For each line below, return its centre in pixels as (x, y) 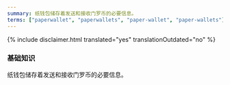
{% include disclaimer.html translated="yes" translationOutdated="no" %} (111, 39)
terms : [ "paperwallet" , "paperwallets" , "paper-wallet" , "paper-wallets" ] (116, 20)
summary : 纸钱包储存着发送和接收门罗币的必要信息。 (72, 13)
